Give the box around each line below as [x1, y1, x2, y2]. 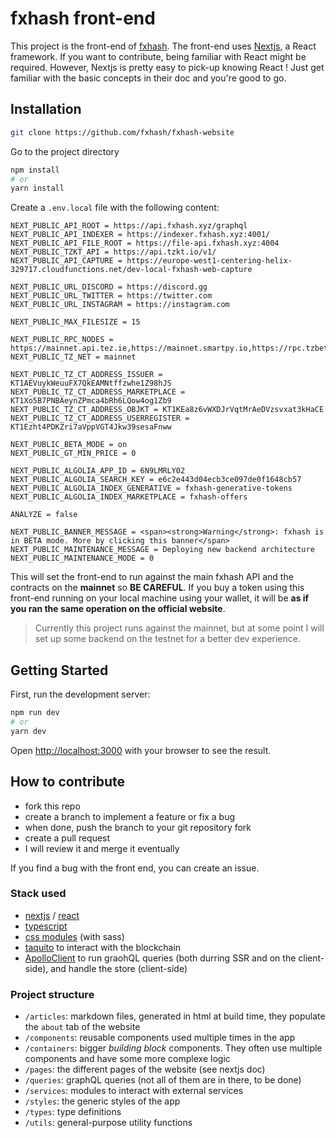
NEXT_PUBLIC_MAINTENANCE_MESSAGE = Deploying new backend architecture [10, 545, 315, 555]
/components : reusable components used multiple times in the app [24, 1032, 296, 1044]
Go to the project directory [10, 145, 120, 157]
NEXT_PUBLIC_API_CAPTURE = [10, 256, 123, 266]
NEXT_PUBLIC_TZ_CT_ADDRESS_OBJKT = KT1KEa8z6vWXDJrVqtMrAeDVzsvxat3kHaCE [10, 405, 325, 415]
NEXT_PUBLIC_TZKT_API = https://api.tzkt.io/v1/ [10, 247, 217, 257]
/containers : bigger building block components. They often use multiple [24, 1042, 323, 1054]
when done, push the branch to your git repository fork [24, 821, 252, 833]
